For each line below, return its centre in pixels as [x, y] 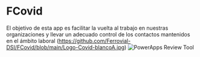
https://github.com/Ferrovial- [95, 41]
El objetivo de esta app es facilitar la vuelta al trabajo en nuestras [87, 28]
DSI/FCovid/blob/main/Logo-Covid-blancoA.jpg [66, 47]
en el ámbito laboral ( [33, 41]
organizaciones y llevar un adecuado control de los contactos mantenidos [98, 34]
